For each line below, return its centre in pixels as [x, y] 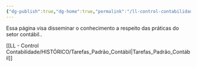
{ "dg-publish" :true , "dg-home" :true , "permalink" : [67, 11]
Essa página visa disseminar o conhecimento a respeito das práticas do [93, 28]
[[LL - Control [23, 45]
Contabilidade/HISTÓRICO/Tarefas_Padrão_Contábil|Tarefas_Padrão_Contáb [98, 52]
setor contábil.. [24, 34]
